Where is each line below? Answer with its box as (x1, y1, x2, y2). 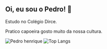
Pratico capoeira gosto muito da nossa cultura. (5, 28, 102, 34)
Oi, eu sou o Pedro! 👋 (5, 5, 72, 14)
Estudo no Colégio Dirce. (5, 18, 57, 24)
